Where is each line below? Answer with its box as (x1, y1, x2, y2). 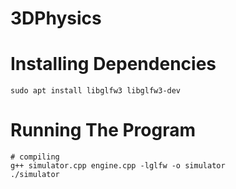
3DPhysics (10, 7, 102, 30)
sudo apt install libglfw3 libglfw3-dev (10, 86, 182, 96)
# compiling (10, 152, 60, 162)
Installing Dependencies (10, 53, 217, 76)
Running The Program (10, 119, 197, 142)
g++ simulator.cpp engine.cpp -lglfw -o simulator (10, 161, 226, 171)
